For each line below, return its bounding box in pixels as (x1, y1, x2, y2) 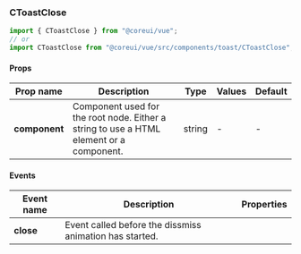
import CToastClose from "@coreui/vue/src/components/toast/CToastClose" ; (9, 43, 295, 53)
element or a (73, 134, 125, 147)
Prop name (14, 85, 63, 97)
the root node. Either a (73, 112, 167, 124)
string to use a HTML (73, 123, 161, 135)
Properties (241, 199, 288, 211)
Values (216, 85, 247, 97)
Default (254, 85, 288, 97)
